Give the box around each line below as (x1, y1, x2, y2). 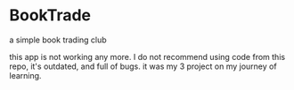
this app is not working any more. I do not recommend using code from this (9, 51, 286, 62)
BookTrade (9, 5, 92, 26)
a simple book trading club (9, 34, 107, 45)
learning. (9, 70, 42, 80)
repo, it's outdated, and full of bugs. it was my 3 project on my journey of (9, 61, 278, 71)
